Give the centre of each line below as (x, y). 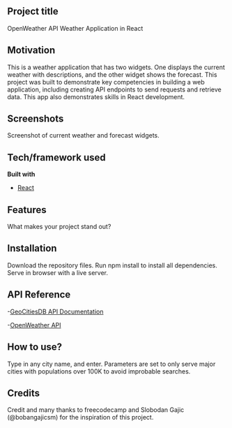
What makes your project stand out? (59, 227)
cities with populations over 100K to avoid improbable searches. (99, 371)
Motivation (31, 51)
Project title (33, 12)
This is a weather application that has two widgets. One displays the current (116, 67)
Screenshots (36, 119)
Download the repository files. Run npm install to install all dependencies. (112, 265)
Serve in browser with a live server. (58, 272)
